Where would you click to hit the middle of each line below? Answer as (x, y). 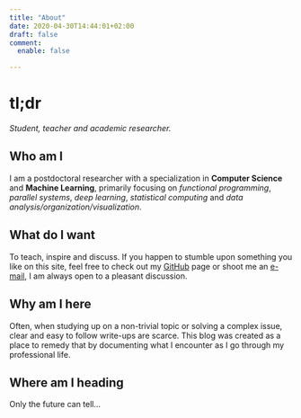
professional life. (40, 354)
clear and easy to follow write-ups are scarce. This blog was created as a (145, 335)
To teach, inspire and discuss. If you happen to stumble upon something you (151, 256)
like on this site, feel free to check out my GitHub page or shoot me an (139, 266)
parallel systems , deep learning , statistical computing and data (126, 197)
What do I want (53, 235)
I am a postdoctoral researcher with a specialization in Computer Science (146, 178)
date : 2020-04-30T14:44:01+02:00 (72, 26)
